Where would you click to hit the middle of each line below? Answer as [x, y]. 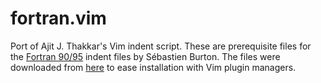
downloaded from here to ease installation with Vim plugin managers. [153, 67]
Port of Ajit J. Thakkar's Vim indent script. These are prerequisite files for [161, 46]
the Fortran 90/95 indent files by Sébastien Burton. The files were [145, 56]
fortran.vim [58, 18]
